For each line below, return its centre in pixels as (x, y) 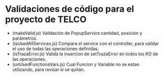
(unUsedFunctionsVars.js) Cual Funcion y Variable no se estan (76, 64)
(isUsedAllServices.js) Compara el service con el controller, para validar (86, 43)
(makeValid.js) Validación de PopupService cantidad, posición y (77, 33)
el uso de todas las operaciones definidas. (55, 49)
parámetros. (25, 38)
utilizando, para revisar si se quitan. (49, 69)
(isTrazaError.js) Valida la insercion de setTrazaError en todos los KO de (85, 54)
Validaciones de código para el (70, 9)
